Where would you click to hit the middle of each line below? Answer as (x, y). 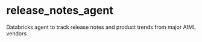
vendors (17, 33)
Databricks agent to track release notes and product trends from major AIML (101, 27)
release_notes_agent (60, 10)
